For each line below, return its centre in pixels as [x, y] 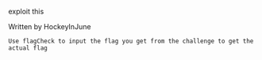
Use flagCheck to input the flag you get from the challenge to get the [131, 41]
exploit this [26, 11]
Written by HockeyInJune [50, 26]
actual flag [28, 48]
